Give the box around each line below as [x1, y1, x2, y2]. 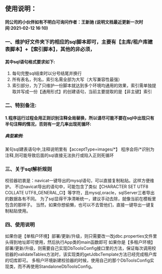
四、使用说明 [5, 221, 35, 228]
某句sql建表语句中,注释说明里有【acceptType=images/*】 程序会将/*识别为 [5, 146, 155, 152]
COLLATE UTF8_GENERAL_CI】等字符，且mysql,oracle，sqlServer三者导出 [5, 189, 155, 195]
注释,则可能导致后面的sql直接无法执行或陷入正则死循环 [5, 152, 114, 158]
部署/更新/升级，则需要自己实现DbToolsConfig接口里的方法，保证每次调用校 [5, 245, 156, 251]
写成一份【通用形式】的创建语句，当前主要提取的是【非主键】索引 [20, 89, 152, 95]
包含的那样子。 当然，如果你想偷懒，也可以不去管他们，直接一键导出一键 [5, 202, 150, 207]
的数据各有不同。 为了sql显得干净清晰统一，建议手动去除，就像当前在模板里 [5, 196, 156, 202]
